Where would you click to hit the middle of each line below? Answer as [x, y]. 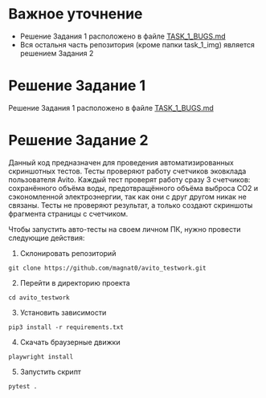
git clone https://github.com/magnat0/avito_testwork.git [107, 268]
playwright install [41, 357]
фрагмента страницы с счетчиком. [68, 213]
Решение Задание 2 [78, 140]
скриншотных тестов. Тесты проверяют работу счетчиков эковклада [127, 171]
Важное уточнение [76, 14]
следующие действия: [47, 238]
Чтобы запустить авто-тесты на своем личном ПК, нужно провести [125, 229]
